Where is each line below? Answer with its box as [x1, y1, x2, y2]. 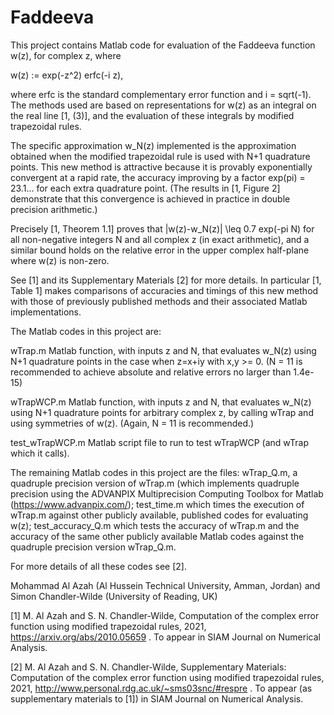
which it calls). [10, 447, 70, 459]
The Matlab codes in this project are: [10, 325, 162, 337]
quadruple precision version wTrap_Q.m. [10, 541, 177, 553]
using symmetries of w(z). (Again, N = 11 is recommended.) [10, 417, 255, 429]
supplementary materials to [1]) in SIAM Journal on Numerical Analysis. [10, 692, 304, 705]
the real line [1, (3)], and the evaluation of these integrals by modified [10, 109, 295, 121]
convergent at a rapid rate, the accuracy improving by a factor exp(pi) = [10, 171, 306, 183]
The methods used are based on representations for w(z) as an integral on [10, 99, 317, 111]
